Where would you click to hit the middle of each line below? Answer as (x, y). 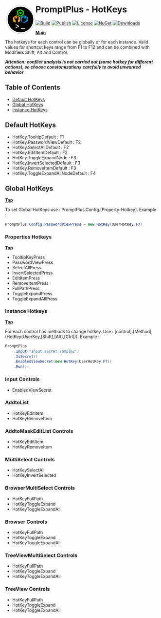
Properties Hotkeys (28, 237)
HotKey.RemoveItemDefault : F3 (44, 168)
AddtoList (17, 403)
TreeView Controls (27, 589)
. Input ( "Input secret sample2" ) (46, 351)
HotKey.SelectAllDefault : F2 (40, 147)
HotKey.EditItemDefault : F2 (40, 152)
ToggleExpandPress (32, 293)
